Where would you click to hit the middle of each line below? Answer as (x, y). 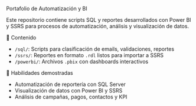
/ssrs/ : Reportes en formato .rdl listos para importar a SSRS (89, 55)
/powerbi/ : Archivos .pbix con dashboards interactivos (81, 62)
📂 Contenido (21, 37)
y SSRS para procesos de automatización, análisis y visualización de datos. (98, 26)
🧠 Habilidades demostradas (40, 73)
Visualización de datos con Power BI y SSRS (68, 90)
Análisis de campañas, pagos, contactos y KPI (71, 97)
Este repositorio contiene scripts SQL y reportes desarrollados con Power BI (99, 20)
